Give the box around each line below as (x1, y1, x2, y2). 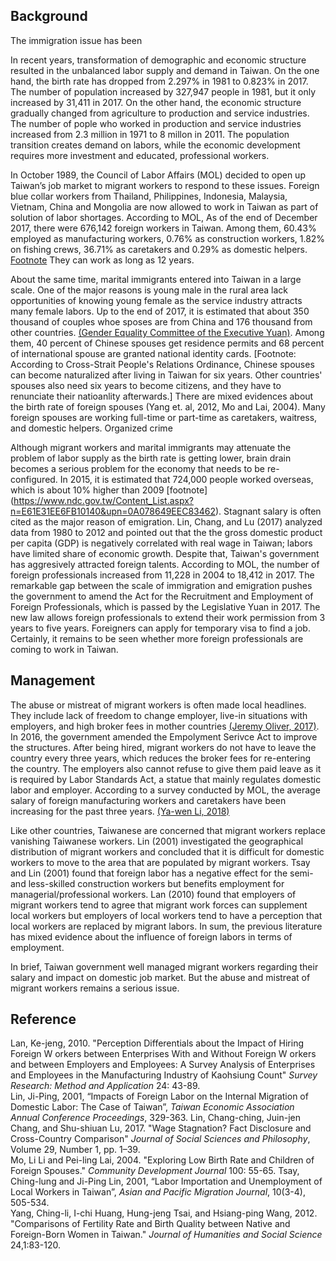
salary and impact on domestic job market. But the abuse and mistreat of (10, 971, 311, 983)
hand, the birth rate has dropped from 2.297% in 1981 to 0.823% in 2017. (10, 75, 309, 87)
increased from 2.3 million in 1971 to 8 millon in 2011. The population (10, 128, 290, 140)
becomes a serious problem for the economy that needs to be (10, 462, 266, 474)
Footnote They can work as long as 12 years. (10, 254, 195, 266)
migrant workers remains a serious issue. (10, 982, 180, 994)
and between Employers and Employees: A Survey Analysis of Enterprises (10, 1059, 316, 1071)
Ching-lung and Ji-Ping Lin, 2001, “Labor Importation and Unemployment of (10, 1175, 323, 1188)
